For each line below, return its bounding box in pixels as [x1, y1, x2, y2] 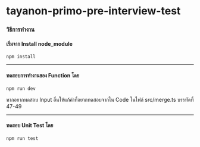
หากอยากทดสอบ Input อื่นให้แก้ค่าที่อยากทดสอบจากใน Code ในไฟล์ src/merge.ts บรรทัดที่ [6, 96, 194, 103]
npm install [6, 54, 36, 60]
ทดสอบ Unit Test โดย [6, 122, 54, 129]
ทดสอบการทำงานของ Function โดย [6, 71, 80, 79]
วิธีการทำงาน [6, 26, 35, 34]
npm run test [6, 135, 39, 141]
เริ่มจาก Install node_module [6, 40, 73, 47]
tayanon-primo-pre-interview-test [6, 4, 181, 18]
